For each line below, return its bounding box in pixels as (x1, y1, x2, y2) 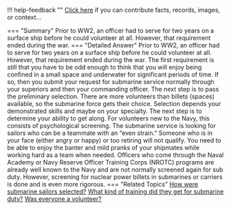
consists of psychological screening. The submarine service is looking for (7, 122, 217, 129)
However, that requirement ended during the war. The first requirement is (7, 56, 214, 64)
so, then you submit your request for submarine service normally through (7, 78, 214, 85)
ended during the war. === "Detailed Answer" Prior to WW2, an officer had (7, 41, 220, 49)
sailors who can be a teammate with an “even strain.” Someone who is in (7, 129, 213, 137)
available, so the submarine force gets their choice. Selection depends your (7, 100, 221, 107)
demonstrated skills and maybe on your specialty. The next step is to (7, 107, 202, 115)
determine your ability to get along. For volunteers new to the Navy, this (7, 114, 210, 123)
